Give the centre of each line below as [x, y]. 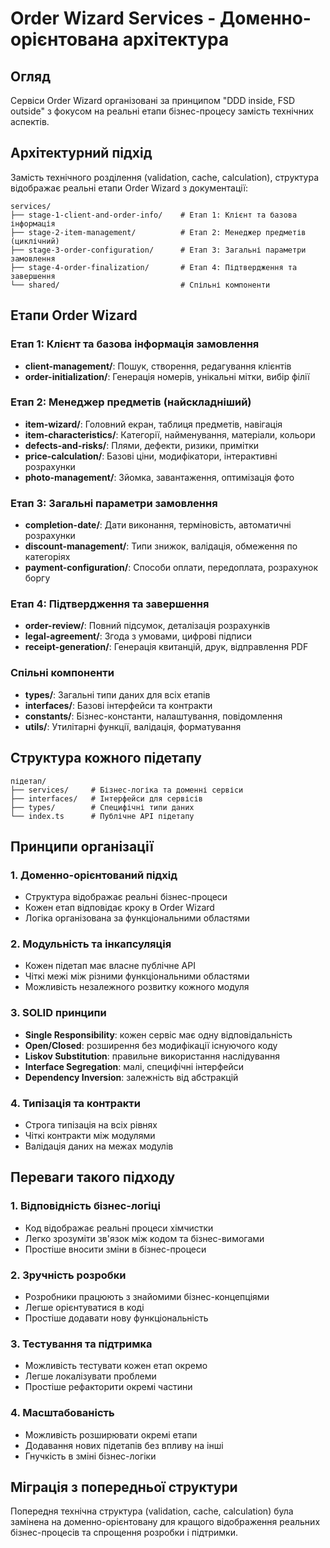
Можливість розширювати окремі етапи [111, 1434]
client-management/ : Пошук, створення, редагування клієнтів [158, 366]
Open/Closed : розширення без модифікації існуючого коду [151, 1045]
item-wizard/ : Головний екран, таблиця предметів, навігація [153, 424]
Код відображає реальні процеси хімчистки [119, 1228]
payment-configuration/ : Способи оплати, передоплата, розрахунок [171, 568]
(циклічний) [35, 241]
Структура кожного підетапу [106, 758]
